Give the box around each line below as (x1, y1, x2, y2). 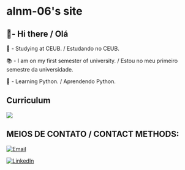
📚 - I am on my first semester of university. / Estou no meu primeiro (6, 57, 178, 64)
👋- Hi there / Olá (6, 29, 69, 39)
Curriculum (6, 95, 51, 106)
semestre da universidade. (6, 66, 74, 73)
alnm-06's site (6, 4, 83, 18)
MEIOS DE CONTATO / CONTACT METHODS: (6, 129, 179, 139)
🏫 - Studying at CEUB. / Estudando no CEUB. (6, 45, 119, 52)
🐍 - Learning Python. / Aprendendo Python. (6, 78, 116, 85)
